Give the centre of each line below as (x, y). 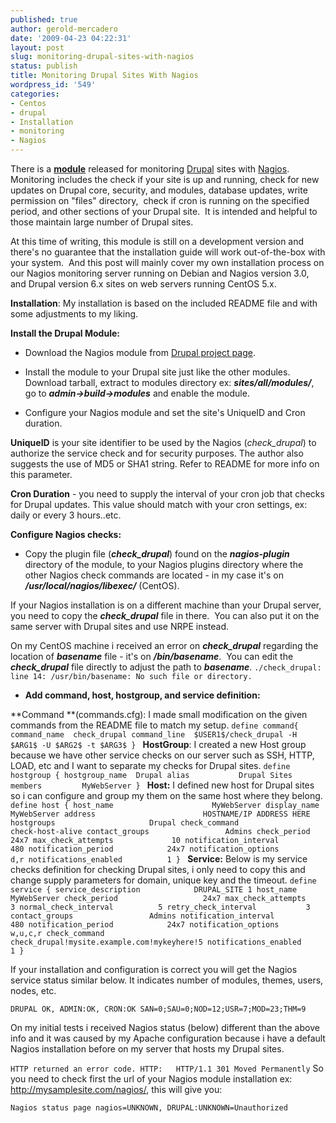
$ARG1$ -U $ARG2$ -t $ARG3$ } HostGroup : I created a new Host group (158, 744)
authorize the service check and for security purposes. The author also (157, 453)
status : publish (44, 66)
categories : (35, 94)
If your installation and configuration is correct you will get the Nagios (154, 969)
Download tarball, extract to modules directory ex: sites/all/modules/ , (169, 382)
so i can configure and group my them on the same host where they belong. (166, 795)
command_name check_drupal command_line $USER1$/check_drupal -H (154, 735)
